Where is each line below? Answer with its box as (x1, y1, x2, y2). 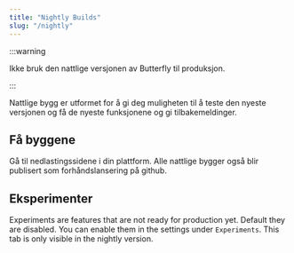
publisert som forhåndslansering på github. (9, 165, 167, 176)
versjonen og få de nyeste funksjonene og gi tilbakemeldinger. (9, 107, 237, 117)
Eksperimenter (9, 191, 93, 206)
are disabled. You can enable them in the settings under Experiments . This (9, 224, 280, 235)
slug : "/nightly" (9, 21, 74, 30)
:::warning (9, 45, 46, 56)
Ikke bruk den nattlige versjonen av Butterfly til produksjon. (9, 63, 226, 74)
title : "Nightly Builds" (9, 12, 101, 22)
